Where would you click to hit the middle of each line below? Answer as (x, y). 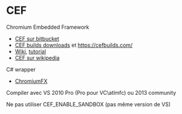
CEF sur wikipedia (37, 58)
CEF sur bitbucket (37, 38)
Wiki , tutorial (30, 51)
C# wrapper (21, 69)
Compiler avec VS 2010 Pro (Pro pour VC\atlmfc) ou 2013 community (91, 92)
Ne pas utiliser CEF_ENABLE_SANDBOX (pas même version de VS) (88, 104)
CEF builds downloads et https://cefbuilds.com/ (74, 45)
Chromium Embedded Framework (48, 27)
